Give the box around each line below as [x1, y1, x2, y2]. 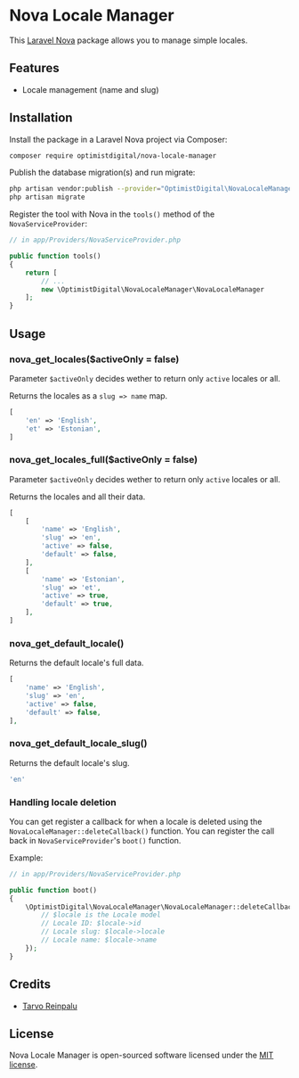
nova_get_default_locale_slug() [9, 737, 148, 750]
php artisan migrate [9, 193, 86, 202]
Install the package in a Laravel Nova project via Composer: [9, 134, 228, 144]
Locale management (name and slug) [21, 84, 159, 95]
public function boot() [9, 885, 98, 894]
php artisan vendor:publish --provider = [9, 185, 162, 193]
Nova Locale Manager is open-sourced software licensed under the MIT [9, 1049, 274, 1061]
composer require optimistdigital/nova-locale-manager [9, 151, 217, 160]
